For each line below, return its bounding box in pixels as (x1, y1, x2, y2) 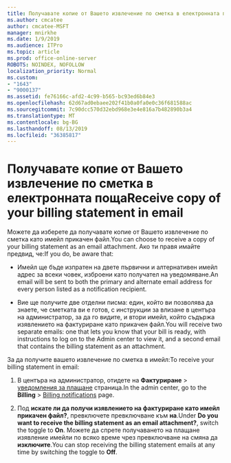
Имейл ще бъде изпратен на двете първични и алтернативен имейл (16, 263, 218, 272)
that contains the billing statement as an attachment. (16, 342, 166, 351)
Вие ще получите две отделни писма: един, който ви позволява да (16, 299, 214, 307)
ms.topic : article (7, 49, 60, 56)
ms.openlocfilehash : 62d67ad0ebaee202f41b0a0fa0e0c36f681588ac (7, 100, 192, 107)
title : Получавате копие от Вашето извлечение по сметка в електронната (7, 10, 220, 17)
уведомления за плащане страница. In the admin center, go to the (16, 383, 207, 392)
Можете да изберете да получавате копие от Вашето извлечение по (7, 228, 208, 236)
